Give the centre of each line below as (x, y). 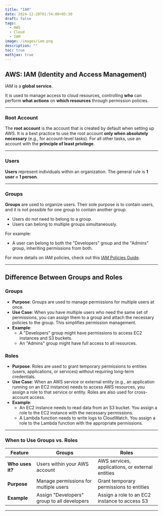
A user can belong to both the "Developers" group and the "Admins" (80, 243)
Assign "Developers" (60, 495)
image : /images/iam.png (29, 41)
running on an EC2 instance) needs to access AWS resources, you (78, 387)
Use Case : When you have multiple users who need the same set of (80, 312)
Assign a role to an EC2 (124, 495)
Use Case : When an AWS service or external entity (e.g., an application (83, 382)
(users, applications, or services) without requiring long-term (73, 372)
